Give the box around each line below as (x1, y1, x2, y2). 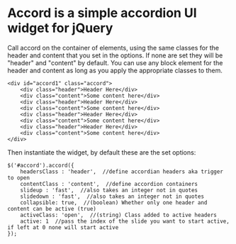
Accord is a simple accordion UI (7, 5, 197, 21)
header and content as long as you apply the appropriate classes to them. (7, 66, 223, 74)
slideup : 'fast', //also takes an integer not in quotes (20, 187, 198, 194)
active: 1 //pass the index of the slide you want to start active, (20, 218, 230, 225)
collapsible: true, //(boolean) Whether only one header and (20, 199, 208, 206)
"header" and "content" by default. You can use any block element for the (7, 58, 223, 67)
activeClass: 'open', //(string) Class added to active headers (20, 211, 218, 218)
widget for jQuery (7, 20, 113, 36)
